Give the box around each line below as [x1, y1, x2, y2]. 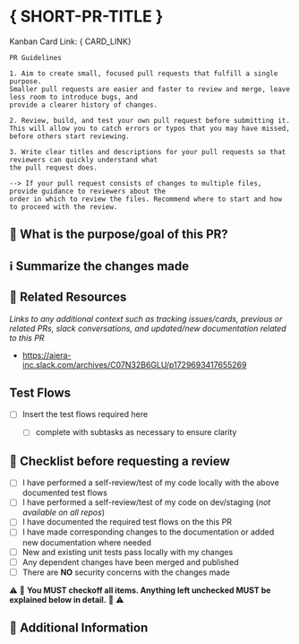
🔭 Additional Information [9, 621, 149, 636]
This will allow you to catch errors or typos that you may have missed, [9, 124, 291, 133]
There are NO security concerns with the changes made [21, 567, 230, 578]
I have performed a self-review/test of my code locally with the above [21, 477, 279, 488]
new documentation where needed [21, 536, 152, 548]
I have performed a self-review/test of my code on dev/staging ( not [21, 497, 271, 508]
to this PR [9, 332, 45, 343]
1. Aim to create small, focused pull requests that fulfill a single [9, 69, 278, 78]
